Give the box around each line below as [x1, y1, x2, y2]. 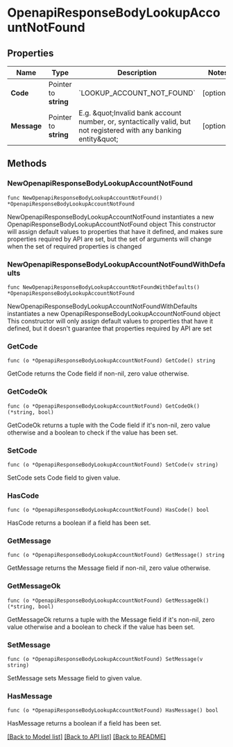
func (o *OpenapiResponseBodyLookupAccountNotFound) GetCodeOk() [7, 403, 200, 410]
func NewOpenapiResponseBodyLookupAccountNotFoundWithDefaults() [7, 283, 200, 291]
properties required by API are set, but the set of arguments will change [7, 235, 212, 243]
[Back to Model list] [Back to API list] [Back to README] [7, 732, 166, 741]
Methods [7, 158, 47, 169]
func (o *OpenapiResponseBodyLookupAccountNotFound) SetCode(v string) [7, 461, 218, 468]
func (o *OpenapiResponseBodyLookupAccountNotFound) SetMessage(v [7, 656, 203, 663]
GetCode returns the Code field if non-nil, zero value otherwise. [7, 369, 189, 378]
